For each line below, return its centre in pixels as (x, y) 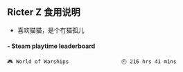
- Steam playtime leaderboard (51, 46)
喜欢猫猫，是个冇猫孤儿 (51, 30)
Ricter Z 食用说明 (44, 12)
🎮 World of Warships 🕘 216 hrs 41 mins (92, 62)
